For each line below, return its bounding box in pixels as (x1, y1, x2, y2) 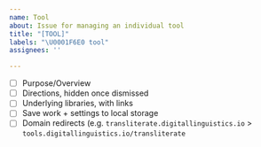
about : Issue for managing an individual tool (9, 21, 185, 30)
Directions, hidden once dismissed (21, 88, 149, 98)
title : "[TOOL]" (9, 29, 69, 38)
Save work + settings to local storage (21, 108, 159, 119)
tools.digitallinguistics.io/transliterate (21, 129, 186, 138)
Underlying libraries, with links (21, 98, 133, 109)
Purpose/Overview (21, 78, 91, 89)
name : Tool (9, 12, 50, 22)
